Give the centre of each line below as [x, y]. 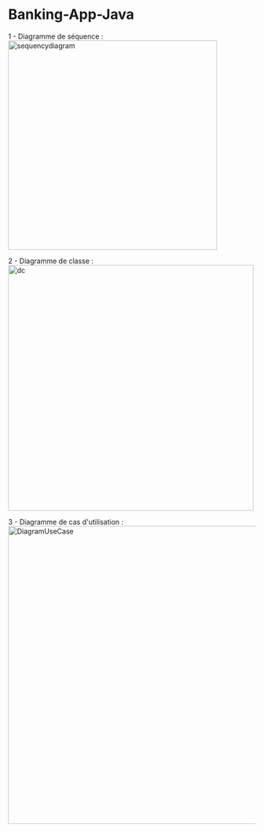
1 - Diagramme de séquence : [56, 36]
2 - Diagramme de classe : [51, 261]
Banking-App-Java [71, 15]
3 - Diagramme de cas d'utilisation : [66, 522]
